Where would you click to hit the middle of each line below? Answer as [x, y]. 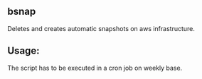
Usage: [24, 51]
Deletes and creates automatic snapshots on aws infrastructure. [101, 28]
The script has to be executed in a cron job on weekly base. [95, 68]
